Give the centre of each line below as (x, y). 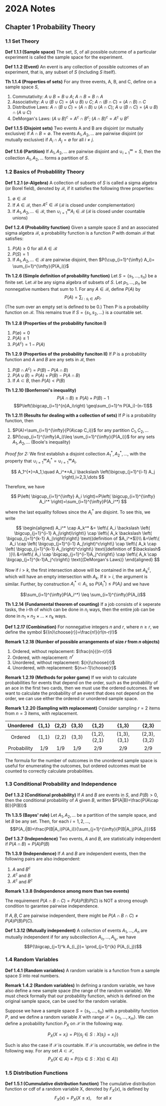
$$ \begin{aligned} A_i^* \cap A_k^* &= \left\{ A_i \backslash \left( (83, 528)
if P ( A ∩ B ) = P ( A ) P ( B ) (27, 844)
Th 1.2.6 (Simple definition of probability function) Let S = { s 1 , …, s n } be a (81, 276)
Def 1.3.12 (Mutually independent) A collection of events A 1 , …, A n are (76, 931)
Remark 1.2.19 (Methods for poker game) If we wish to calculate (71, 677)
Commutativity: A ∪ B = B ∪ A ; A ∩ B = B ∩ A (58, 96)
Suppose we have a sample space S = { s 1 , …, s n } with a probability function (82, 1011)
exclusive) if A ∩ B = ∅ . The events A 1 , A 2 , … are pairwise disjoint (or (74, 134)
